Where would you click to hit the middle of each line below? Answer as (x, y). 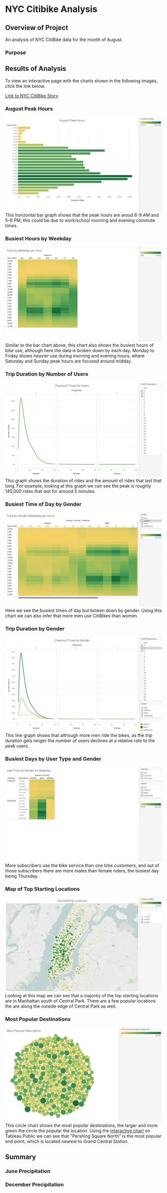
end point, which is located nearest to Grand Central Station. (67, 1141)
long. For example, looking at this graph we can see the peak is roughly (78, 486)
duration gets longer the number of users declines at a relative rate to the (80, 741)
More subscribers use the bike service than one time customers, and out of (82, 865)
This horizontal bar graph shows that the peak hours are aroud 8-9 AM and (82, 215)
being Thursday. (22, 876)
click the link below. (25, 86)
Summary (21, 1157)
